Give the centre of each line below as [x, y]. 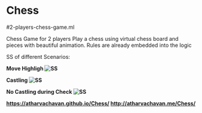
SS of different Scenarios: [38, 56]
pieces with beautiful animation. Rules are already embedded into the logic [99, 45]
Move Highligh [25, 68]
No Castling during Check [39, 91]
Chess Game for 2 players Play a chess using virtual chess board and [93, 38]
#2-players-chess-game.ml [40, 27]
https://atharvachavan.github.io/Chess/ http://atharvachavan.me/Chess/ [101, 103]
